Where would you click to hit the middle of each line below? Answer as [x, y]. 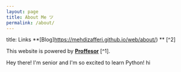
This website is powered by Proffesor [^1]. [58, 51]
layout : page [22, 12]
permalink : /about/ [30, 23]
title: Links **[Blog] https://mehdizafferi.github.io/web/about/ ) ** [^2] [91, 40]
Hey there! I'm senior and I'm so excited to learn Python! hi [78, 62]
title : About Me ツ [30, 17]
